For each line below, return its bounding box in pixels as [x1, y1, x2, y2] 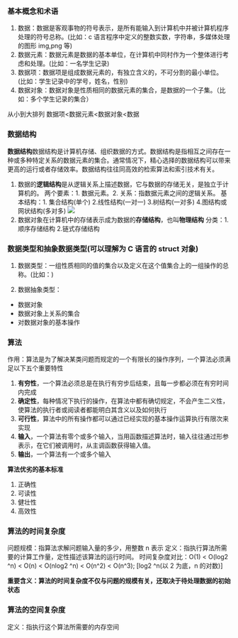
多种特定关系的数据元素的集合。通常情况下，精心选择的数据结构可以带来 [19, 156, 231, 164]
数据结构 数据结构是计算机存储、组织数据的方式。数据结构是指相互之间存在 [7, 147, 225, 156]
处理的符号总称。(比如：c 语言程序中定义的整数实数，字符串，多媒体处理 [17, 33, 230, 41]
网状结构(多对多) [17, 206, 67, 215]
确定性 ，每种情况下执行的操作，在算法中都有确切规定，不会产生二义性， [17, 396, 229, 406]
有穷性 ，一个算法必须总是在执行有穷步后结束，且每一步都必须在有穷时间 [17, 379, 229, 388]
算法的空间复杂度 [7, 605, 66, 615]
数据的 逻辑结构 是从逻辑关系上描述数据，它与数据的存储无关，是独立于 [17, 180, 223, 188]
